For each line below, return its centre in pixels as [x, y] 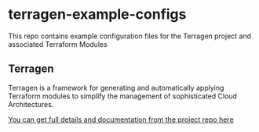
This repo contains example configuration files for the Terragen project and [130, 36]
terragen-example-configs [97, 14]
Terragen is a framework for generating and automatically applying [116, 87]
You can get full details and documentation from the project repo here [121, 120]
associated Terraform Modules [58, 44]
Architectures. [31, 104]
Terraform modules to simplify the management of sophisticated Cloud [123, 96]
